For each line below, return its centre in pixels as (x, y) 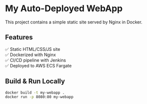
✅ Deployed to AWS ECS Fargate (39, 65)
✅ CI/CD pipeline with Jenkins (36, 60)
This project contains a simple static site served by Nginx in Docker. (74, 22)
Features (19, 37)
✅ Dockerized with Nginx (30, 55)
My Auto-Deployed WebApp (64, 9)
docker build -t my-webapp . (35, 93)
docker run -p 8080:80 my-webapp (39, 97)
